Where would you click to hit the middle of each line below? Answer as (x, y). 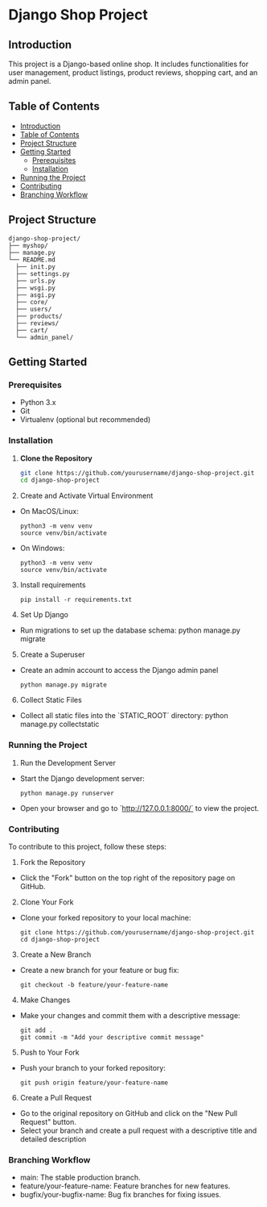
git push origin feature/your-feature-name (94, 1083)
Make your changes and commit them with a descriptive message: (130, 1015)
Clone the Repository (56, 458)
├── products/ (39, 316)
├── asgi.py (36, 295)
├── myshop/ (28, 245)
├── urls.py (36, 281)
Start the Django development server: (82, 778)
